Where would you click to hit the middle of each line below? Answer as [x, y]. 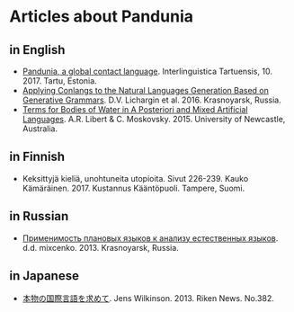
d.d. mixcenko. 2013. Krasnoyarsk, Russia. [101, 247]
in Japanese [44, 276]
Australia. [40, 129]
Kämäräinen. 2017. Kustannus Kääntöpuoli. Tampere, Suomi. [134, 188]
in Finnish [37, 157]
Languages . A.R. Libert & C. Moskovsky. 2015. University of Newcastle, [154, 119]
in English [37, 50]
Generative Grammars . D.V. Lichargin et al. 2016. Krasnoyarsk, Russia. [151, 100]
